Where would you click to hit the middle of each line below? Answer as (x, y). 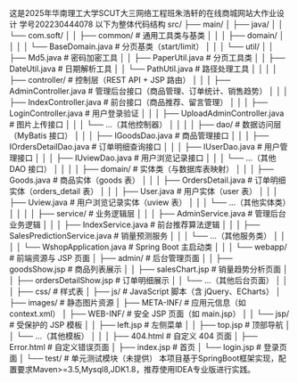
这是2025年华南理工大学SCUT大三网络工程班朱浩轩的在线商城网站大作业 (143, 13)
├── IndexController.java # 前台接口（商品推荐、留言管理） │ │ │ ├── (139, 102)
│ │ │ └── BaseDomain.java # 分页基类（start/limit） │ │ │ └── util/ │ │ (141, 46)
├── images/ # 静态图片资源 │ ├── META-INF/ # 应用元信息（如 (128, 302)
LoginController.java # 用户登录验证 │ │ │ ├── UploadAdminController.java (147, 113)
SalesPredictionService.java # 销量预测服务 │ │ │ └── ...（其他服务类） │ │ (148, 236)
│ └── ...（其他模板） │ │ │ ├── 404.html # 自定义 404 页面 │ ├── (134, 336)
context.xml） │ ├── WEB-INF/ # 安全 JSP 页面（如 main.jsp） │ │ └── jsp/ (149, 314)
